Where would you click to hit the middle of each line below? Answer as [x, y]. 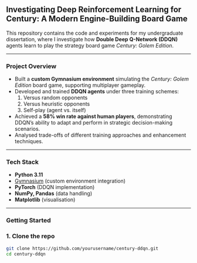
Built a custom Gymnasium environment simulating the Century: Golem [102, 79]
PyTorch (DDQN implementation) [55, 187]
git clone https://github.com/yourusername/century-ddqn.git [82, 248]
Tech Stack [23, 162]
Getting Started [28, 221]
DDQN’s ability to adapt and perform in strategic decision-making [94, 123]
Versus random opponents [55, 98]
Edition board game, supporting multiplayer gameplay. [80, 85]
